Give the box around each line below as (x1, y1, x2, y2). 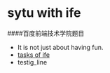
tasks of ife (17, 51, 50, 59)
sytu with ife (7, 5, 81, 21)
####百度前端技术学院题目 (7, 29, 85, 37)
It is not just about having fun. (17, 43, 104, 51)
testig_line (17, 58, 48, 66)
